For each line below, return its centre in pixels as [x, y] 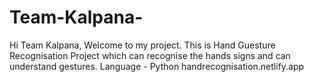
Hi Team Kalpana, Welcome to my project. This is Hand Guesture [142, 45]
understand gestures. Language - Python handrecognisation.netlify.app [157, 66]
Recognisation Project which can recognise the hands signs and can [150, 55]
